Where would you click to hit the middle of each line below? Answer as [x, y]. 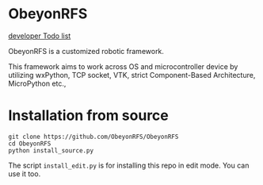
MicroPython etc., [37, 83]
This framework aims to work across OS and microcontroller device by [123, 66]
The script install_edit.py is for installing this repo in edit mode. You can [129, 165]
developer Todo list [40, 36]
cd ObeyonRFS [30, 144]
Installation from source [88, 116]
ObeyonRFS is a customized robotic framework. [86, 51]
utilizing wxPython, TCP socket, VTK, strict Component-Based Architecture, [132, 75]
